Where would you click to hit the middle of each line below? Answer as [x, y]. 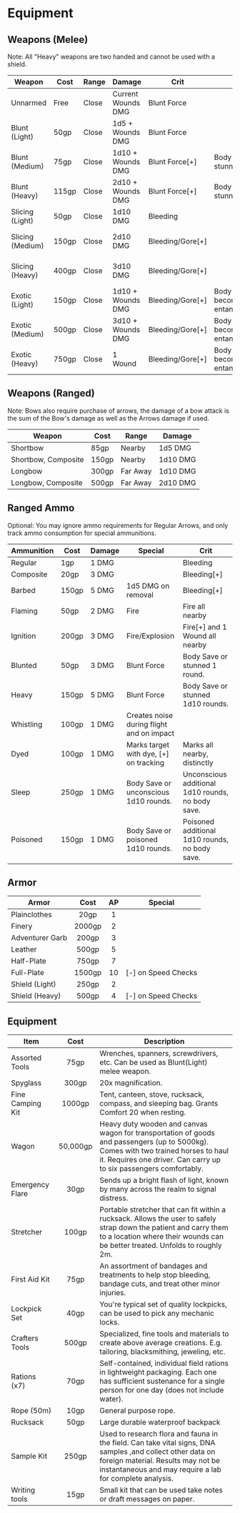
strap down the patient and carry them [164, 1228]
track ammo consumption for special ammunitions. [82, 533]
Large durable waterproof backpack [160, 1422]
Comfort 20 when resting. [143, 1112]
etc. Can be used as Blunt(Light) [154, 1062]
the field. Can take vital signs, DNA [157, 1443]
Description [164, 1042]
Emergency [30, 1185]
